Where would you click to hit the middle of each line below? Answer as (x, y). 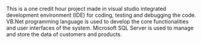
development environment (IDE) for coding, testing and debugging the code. (101, 15)
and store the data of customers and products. (64, 34)
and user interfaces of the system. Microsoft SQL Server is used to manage (100, 28)
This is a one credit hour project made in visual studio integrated (86, 9)
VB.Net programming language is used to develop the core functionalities (97, 21)
